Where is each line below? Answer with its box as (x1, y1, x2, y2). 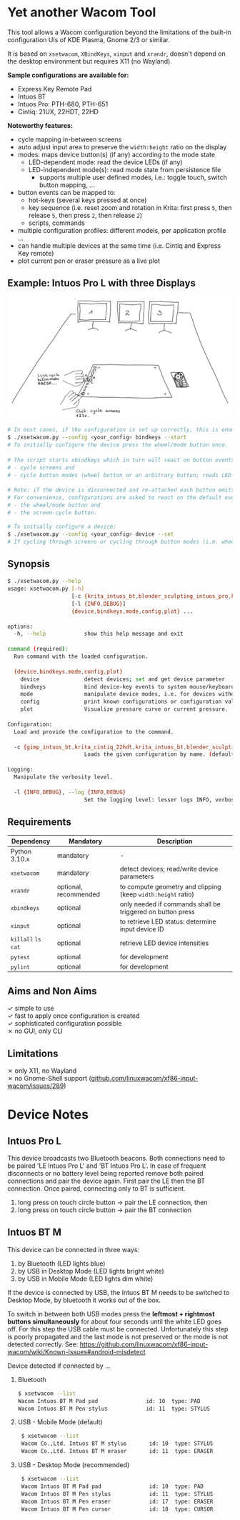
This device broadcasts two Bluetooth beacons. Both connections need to (7, 1154, 226, 1163)
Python (10, 847, 32, 856)
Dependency (11, 836, 51, 845)
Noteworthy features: (7, 121, 73, 129)
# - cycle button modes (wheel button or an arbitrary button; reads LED (7, 471, 232, 479)
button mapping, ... (39, 180, 95, 189)
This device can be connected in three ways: (7, 1245, 140, 1254)
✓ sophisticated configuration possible (7, 1019, 122, 1028)
